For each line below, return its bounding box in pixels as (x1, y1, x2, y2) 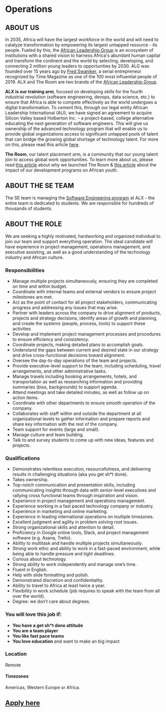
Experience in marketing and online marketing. (12, 509, 108, 515)
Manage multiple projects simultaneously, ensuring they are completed (12, 278, 158, 284)
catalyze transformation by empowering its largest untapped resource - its (5, 42, 158, 48)
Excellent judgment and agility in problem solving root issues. (12, 519, 138, 525)
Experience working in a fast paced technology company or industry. (12, 503, 154, 509)
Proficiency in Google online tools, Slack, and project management (12, 530, 149, 535)
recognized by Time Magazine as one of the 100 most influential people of (5, 74, 158, 79)
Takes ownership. (12, 477, 49, 483)
